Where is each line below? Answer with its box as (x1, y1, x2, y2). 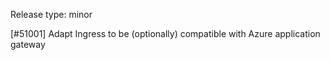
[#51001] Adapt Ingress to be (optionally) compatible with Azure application (10, 28, 321, 39)
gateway (10, 39, 46, 50)
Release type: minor (10, 9, 93, 20)
